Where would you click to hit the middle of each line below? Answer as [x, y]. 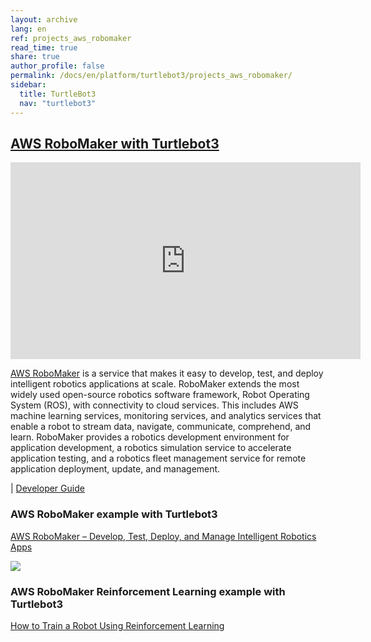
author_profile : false [57, 66]
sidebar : [28, 85]
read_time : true [44, 47]
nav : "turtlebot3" [58, 103]
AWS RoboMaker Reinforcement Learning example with [148, 591]
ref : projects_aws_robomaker [71, 38]
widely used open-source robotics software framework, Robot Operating [160, 395]
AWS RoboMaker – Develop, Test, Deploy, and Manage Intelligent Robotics [163, 536]
